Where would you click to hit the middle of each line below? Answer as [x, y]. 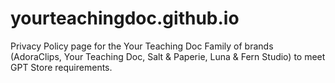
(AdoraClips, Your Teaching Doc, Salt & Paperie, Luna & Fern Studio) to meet [168, 56]
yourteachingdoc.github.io [125, 18]
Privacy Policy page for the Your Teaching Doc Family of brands [142, 46]
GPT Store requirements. [61, 67]
